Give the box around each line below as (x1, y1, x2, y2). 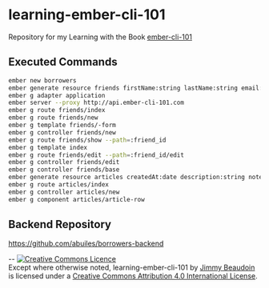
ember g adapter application (8, 91, 106, 99)
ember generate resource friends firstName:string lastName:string (8, 84, 239, 92)
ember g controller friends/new (8, 128, 116, 137)
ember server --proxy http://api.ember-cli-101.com (8, 98, 184, 107)
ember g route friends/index (8, 106, 106, 114)
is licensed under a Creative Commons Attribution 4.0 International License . (8, 271, 258, 281)
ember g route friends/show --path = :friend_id (8, 136, 167, 144)
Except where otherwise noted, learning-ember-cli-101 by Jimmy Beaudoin (8, 262, 255, 273)
